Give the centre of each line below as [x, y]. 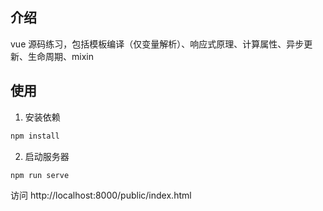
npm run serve [40, 175]
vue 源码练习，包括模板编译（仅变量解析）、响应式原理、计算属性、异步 [157, 44]
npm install [35, 136]
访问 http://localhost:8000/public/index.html [101, 195]
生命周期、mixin [60, 56]
